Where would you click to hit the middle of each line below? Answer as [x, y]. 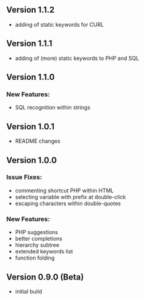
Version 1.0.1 [31, 126]
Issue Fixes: [24, 177]
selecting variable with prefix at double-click [70, 197]
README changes [37, 141]
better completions [38, 239]
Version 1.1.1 [29, 44]
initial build [28, 291]
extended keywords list [44, 252]
